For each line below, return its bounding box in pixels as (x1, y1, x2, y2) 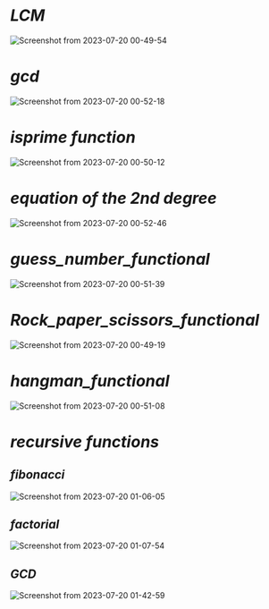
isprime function (10, 127, 137, 148)
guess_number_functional (10, 249, 211, 269)
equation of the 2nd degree (10, 189, 217, 208)
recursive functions (10, 431, 160, 452)
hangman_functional (10, 370, 170, 391)
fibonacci (10, 467, 65, 483)
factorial (10, 516, 60, 532)
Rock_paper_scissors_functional (10, 309, 260, 330)
